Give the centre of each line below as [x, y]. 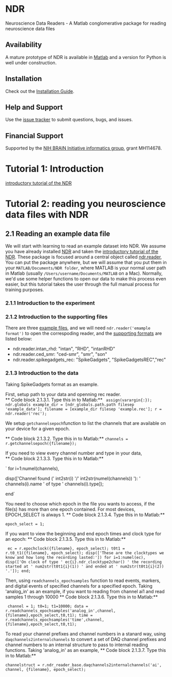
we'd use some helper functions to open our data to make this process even [86, 279]
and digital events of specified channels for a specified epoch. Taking [79, 586]
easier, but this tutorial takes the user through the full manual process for [82, 284]
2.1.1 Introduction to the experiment [50, 303]
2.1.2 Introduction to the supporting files [56, 316]
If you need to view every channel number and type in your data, [74, 453]
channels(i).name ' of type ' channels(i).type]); [54, 484]
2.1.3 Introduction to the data [42, 373]
